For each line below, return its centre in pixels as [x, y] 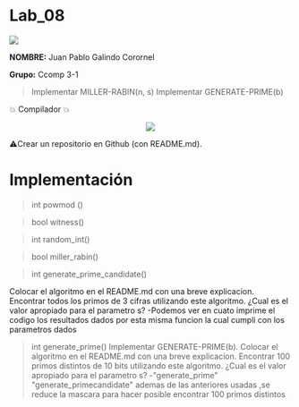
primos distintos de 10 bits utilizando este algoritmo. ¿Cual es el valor [158, 365]
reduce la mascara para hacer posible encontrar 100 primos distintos [158, 394]
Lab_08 [37, 16]
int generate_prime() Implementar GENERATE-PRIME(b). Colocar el [154, 346]
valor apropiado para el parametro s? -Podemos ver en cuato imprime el [142, 310]
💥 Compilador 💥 [39, 109]
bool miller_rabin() [64, 257]
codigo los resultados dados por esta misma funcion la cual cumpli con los [147, 319]
